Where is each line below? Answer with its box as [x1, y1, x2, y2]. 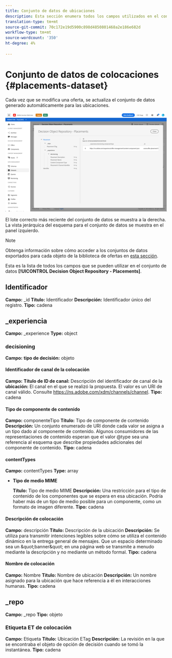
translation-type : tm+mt [5, 19, 58, 24]
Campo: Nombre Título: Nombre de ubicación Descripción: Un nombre [5, 572, 157, 578]
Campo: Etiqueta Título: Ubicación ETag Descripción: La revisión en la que [5, 635, 165, 642]
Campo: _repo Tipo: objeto [5, 611, 63, 618]
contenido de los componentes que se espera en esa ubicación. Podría [12, 493, 163, 499]
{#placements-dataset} [5, 79, 109, 91]
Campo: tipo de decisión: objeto [5, 355, 75, 361]
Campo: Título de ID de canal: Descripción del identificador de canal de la [5, 378, 163, 384]
